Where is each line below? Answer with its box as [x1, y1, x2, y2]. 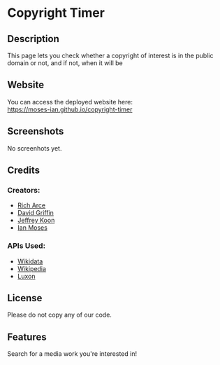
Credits [7, 165, 41, 177]
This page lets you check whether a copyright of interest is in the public [7, 51, 214, 60]
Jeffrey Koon [17, 216, 55, 225]
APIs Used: [7, 241, 46, 251]
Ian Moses [17, 223, 47, 232]
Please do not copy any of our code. [7, 310, 112, 319]
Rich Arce [17, 201, 46, 209]
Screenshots [7, 125, 64, 137]
